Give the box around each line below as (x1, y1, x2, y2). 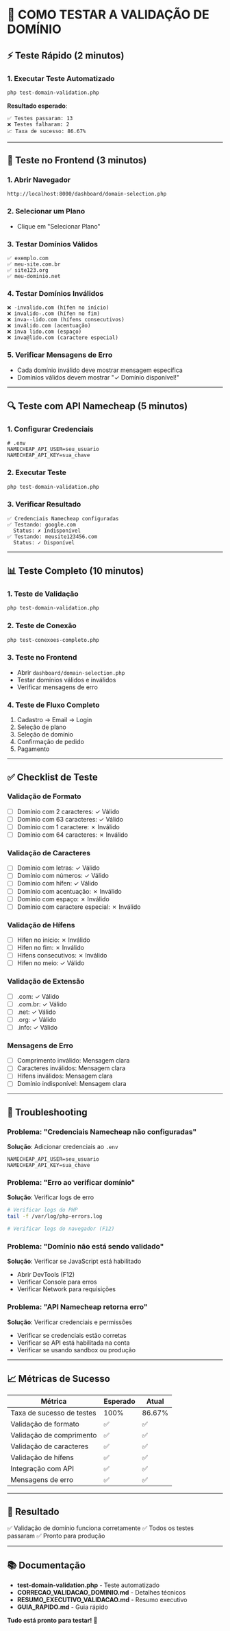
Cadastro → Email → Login (16, 716, 92, 724)
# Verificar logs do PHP (7, 1207, 78, 1214)
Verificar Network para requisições (16, 1285, 116, 1293)
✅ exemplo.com (7, 255, 49, 262)
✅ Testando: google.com (7, 521, 77, 528)
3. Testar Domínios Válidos (7, 239, 98, 248)
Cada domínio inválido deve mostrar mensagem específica (16, 366, 183, 374)
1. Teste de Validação (7, 589, 79, 599)
